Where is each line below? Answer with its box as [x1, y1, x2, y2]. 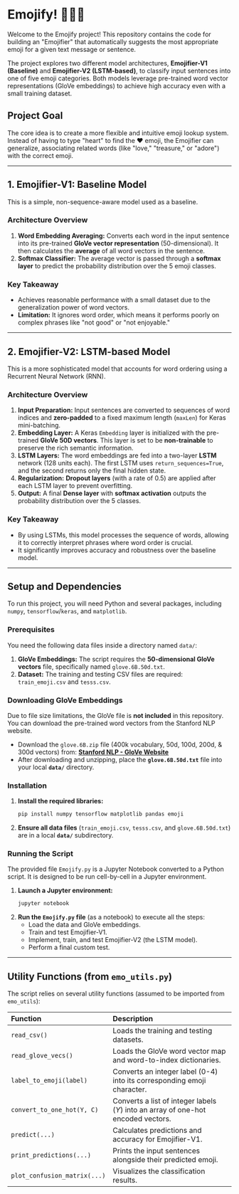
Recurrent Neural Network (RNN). [7, 371, 106, 380]
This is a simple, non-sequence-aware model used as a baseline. [7, 197, 198, 206]
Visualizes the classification [112, 1166, 206, 1176]
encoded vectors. [112, 1114, 172, 1124]
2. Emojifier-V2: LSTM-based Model [7, 345, 171, 358]
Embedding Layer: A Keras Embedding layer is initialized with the [17, 428, 205, 437]
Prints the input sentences [112, 1146, 201, 1156]
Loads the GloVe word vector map [112, 1046, 226, 1056]
